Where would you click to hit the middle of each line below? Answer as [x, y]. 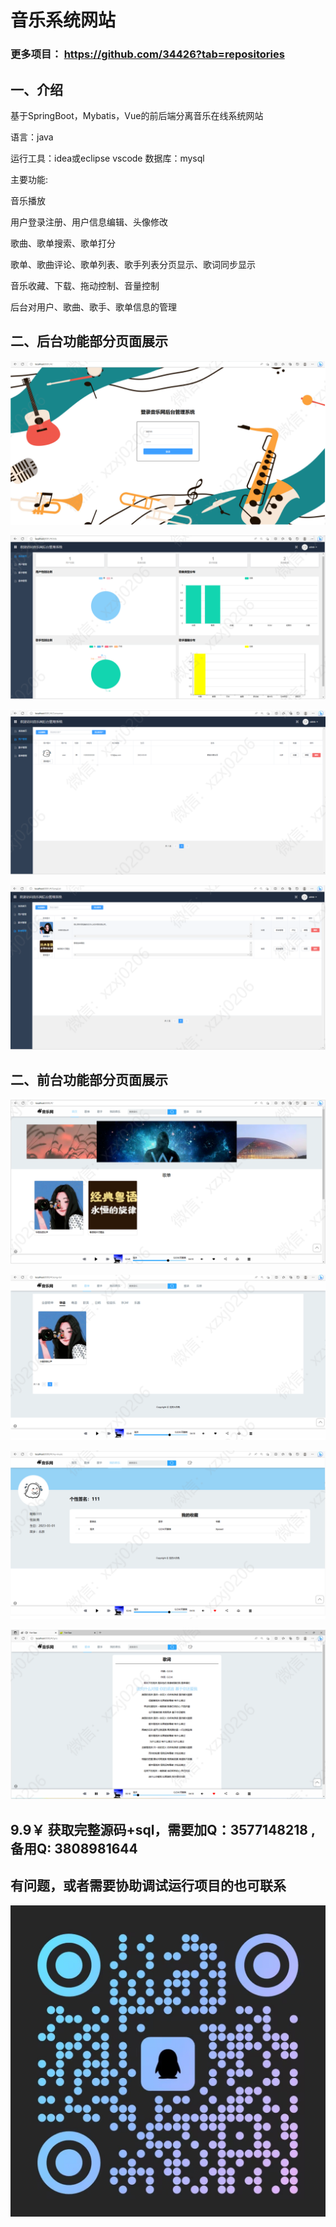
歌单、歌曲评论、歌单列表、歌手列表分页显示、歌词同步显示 [133, 264]
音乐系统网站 [63, 20]
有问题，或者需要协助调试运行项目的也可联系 [148, 1886]
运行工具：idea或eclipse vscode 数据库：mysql [107, 158]
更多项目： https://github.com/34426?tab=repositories [147, 54]
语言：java [32, 137]
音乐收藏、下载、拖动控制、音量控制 [85, 285]
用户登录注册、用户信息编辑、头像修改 [89, 222]
